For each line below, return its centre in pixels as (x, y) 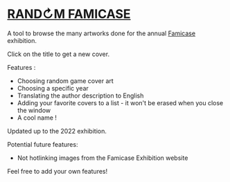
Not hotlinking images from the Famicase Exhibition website (103, 158)
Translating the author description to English (80, 95)
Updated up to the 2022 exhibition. (57, 131)
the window (34, 110)
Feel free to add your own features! (57, 171)
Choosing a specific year (53, 88)
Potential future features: (43, 144)
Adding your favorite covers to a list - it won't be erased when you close (120, 102)
